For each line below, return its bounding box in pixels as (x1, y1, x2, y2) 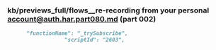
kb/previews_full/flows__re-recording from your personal (7, 6, 210, 15)
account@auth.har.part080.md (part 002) (7, 14, 157, 24)
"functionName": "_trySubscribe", (25, 30, 129, 37)
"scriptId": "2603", (64, 37, 125, 44)
